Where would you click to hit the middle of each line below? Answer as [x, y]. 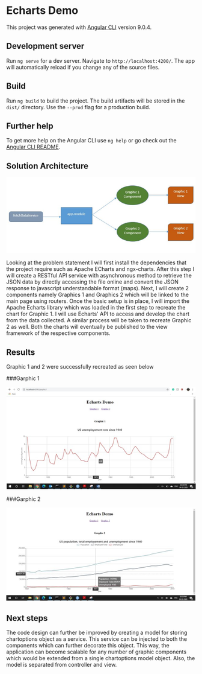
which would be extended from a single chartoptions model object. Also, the [101, 658]
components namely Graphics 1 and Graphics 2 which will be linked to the [98, 295]
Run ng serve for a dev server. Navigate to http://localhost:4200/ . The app [101, 60]
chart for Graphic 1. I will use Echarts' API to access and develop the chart [98, 314]
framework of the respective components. [58, 333]
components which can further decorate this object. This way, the [88, 645]
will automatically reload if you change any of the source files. [83, 67]
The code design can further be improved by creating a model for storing [97, 632]
